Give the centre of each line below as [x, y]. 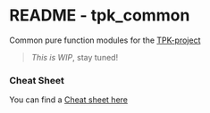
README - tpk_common [100, 16]
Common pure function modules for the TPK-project [105, 40]
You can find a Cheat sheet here [68, 100]
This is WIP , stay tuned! [75, 57]
